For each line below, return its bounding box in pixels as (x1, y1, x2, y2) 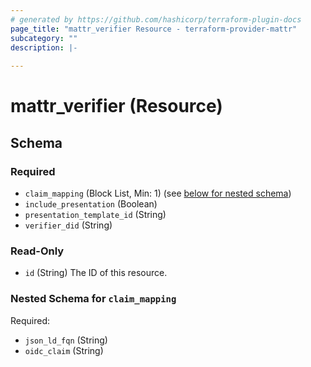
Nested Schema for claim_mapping (10, 292, 177, 306)
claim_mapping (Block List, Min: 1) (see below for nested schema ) (24, 187, 292, 199)
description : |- (10, 42, 78, 53)
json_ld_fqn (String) (24, 334, 108, 346)
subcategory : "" (10, 33, 78, 43)
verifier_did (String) (24, 219, 113, 231)
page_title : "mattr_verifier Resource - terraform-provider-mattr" (10, 24, 298, 34)
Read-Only (10, 244, 65, 258)
